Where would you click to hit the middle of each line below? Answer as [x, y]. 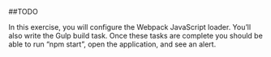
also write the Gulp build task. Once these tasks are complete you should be [136, 36]
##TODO [23, 12]
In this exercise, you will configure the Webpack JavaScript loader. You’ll [130, 27]
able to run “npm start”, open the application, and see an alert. [112, 44]
